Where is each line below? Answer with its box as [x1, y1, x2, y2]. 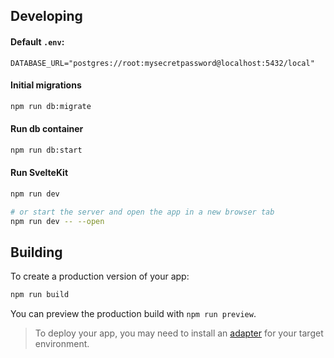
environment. [34, 338, 90, 350]
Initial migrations [10, 79, 82, 91]
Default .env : [10, 35, 65, 48]
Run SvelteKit [10, 167, 69, 179]
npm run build [10, 290, 70, 300]
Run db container [10, 123, 84, 135]
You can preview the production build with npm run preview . [10, 308, 257, 320]
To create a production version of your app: [10, 270, 190, 283]
